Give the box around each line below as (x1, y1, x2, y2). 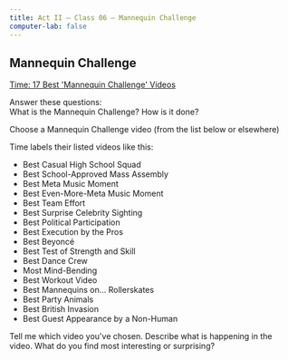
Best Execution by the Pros (22, 227, 124, 238)
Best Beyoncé (22, 237, 75, 248)
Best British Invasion (22, 304, 100, 315)
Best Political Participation (22, 217, 120, 228)
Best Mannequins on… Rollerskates (22, 285, 155, 296)
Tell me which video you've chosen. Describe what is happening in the (9, 331, 273, 342)
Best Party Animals (22, 294, 94, 305)
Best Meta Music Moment (22, 179, 120, 190)
